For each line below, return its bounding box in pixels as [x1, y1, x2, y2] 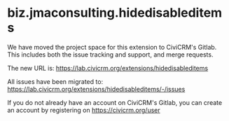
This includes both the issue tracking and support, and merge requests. [7, 50, 214, 59]
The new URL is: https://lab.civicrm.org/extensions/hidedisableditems [7, 64, 209, 72]
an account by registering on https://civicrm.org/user [7, 106, 160, 114]
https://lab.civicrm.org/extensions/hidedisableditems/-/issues [7, 85, 186, 93]
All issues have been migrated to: [7, 77, 104, 85]
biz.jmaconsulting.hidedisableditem [7, 5, 223, 21]
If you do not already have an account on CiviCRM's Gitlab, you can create [7, 98, 223, 106]
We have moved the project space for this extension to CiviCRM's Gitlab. [7, 43, 217, 51]
